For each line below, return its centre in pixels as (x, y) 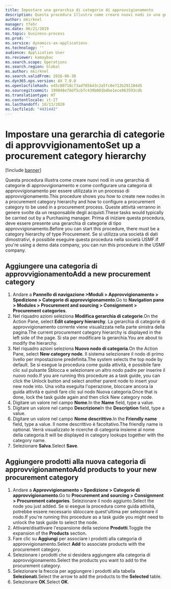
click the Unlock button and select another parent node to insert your (85, 381)
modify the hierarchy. (35, 343)
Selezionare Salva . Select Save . (46, 446)
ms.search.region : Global (33, 67)
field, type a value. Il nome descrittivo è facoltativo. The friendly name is (88, 424)
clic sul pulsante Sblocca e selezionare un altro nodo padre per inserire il (89, 370)
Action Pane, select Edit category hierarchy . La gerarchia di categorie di (89, 321)
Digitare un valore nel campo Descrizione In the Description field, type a (89, 408)
